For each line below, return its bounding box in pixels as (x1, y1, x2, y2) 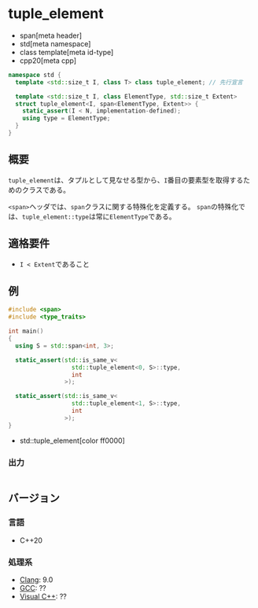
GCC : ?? (19, 583, 46, 592)
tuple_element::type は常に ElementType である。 (22, 212, 176, 221)
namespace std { (8, 71, 61, 79)
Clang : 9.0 (19, 575, 53, 584)
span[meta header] (19, 31, 83, 40)
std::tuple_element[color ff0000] (19, 436, 126, 445)
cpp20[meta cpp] (19, 56, 77, 65)
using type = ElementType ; (22, 115, 111, 123)
